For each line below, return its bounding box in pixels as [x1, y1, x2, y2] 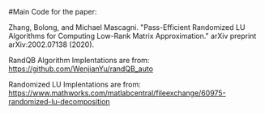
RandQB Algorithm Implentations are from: [8, 56, 150, 65]
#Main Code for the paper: [8, 7, 97, 16]
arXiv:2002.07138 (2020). [8, 40, 95, 49]
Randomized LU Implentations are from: [8, 80, 141, 89]
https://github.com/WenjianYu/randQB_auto [8, 64, 154, 74]
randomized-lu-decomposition [8, 97, 111, 106]
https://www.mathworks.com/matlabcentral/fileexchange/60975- [8, 88, 226, 98]
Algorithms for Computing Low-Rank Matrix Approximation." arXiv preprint [8, 32, 257, 40]
